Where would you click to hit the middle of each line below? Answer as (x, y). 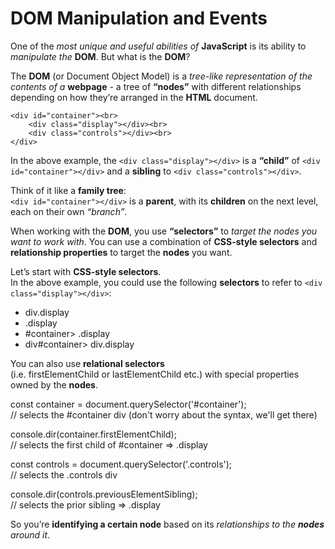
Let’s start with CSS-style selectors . (86, 271)
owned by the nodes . (54, 384)
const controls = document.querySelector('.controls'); (121, 464)
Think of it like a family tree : (68, 190)
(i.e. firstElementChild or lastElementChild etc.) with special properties (155, 374)
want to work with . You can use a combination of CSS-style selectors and (164, 241)
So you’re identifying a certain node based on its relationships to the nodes (167, 524)
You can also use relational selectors (87, 363)
